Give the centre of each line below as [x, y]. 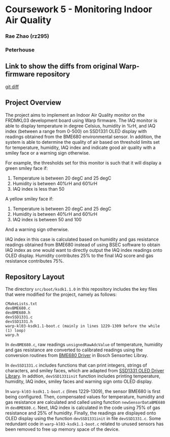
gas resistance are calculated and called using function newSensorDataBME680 [85, 402]
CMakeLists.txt [21, 304]
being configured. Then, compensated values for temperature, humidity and [85, 397]
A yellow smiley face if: [29, 199]
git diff [12, 86]
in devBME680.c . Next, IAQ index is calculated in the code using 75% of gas [83, 408]
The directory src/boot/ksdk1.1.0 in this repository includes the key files [81, 289]
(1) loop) [16, 331]
